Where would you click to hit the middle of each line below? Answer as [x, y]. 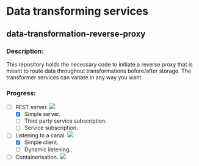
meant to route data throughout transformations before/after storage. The [99, 71]
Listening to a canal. [40, 135]
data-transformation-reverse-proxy [76, 34]
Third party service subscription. [65, 121]
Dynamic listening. [48, 149]
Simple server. [42, 114]
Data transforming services [78, 11]
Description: [25, 51]
